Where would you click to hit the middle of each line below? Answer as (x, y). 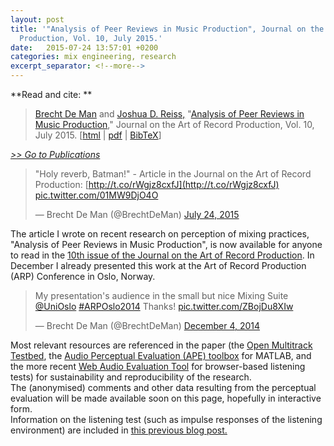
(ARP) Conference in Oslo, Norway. (83, 276)
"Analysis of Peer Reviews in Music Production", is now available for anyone (166, 244)
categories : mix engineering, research (93, 57)
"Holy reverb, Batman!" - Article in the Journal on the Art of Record (173, 174)
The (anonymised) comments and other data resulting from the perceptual (163, 387)
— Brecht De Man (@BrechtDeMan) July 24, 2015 (137, 214)
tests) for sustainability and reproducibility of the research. (131, 377)
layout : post (37, 19)
